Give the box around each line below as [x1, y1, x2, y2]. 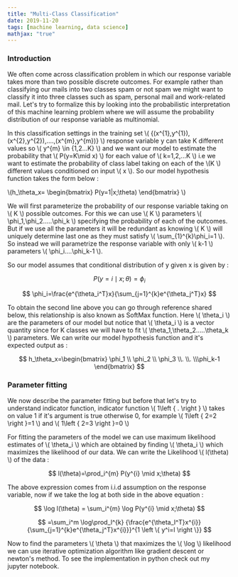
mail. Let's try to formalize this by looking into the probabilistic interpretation [7, 100, 231, 109]
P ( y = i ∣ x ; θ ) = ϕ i [93, 274, 146, 285]
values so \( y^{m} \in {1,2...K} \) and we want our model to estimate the [7, 143, 217, 153]
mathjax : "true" [7, 30, 55, 38]
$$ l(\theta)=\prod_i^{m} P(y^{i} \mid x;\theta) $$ [48, 469, 190, 478]
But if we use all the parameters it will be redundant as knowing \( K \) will [7, 224, 223, 233]
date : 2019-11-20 [7, 17, 59, 24]
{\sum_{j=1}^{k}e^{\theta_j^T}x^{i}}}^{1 [27, 525, 141, 534]
